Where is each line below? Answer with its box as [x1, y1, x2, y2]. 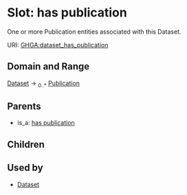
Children [7, 139, 45, 150]
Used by [7, 162, 43, 174]
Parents [7, 100, 41, 112]
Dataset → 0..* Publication [7, 79, 80, 89]
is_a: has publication [16, 119, 76, 127]
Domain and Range [7, 60, 90, 73]
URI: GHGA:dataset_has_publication [7, 41, 109, 49]
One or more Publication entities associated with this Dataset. [7, 27, 181, 36]
